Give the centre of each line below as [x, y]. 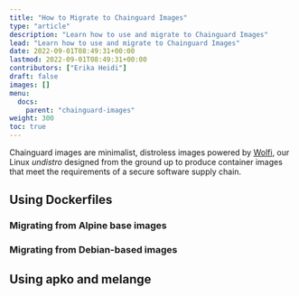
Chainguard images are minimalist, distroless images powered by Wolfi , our [149, 153]
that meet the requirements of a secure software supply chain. [126, 171]
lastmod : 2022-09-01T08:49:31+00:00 [78, 60]
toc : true [28, 127]
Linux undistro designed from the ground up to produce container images [146, 162]
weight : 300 [32, 118]
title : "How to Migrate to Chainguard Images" [98, 18]
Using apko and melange [80, 279]
